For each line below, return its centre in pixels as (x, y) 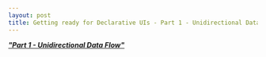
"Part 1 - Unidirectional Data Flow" (66, 45)
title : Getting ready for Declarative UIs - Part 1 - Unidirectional (125, 23)
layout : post (30, 15)
